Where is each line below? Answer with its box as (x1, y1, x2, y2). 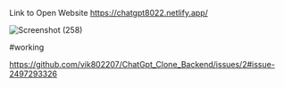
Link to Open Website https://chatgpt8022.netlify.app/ (9, 8, 208, 18)
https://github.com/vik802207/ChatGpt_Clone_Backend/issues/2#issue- (9, 59, 275, 69)
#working (9, 42, 45, 52)
